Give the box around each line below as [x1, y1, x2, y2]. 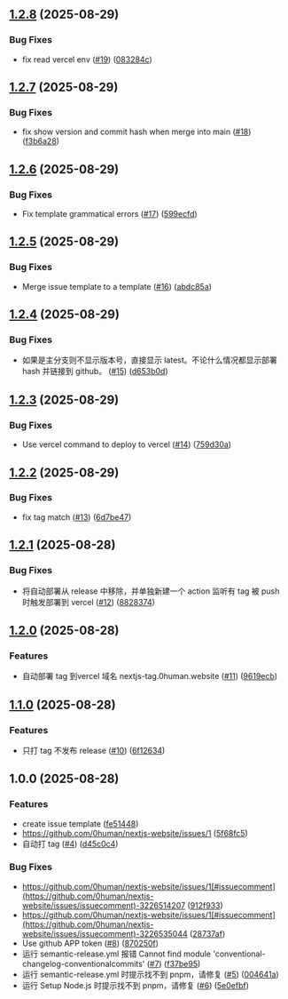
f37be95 [167, 958, 198, 969]
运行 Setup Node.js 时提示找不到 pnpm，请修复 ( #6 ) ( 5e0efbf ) [21, 979, 250, 990]
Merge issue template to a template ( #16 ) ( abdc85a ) [21, 281, 213, 292]
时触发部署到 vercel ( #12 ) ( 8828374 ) [21, 596, 155, 607]
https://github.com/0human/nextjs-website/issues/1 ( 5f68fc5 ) [21, 827, 248, 838]
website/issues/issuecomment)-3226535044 [21, 928, 188, 939]
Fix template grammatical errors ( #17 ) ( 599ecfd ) [21, 209, 198, 220]
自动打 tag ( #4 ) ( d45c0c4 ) [21, 838, 119, 849]
